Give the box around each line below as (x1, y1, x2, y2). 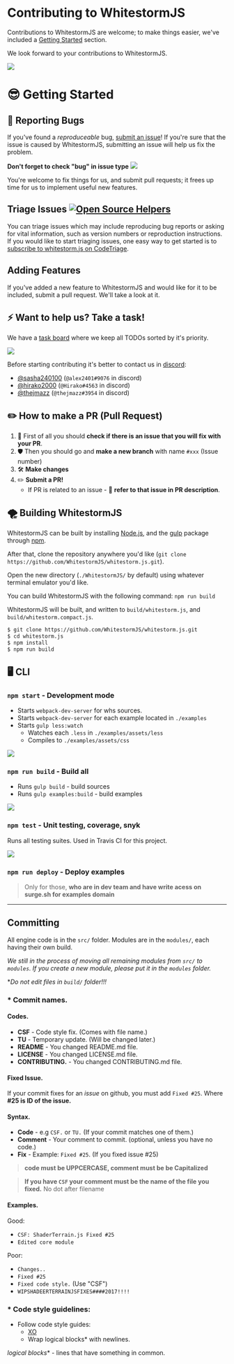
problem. (7, 148, 33, 156)
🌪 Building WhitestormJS (7, 507, 123, 519)
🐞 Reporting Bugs (7, 114, 85, 127)
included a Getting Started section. (7, 35, 107, 43)
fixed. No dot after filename (24, 1185, 104, 1193)
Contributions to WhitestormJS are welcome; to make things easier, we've (7, 28, 219, 36)
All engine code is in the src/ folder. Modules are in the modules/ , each (7, 935, 210, 944)
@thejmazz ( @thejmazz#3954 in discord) (17, 389, 130, 397)
